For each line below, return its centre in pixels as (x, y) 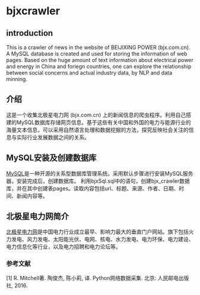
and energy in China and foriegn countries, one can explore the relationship (99, 66)
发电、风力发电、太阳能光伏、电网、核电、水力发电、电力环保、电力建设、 (102, 239)
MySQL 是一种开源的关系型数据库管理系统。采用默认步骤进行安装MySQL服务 (100, 173)
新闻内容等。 (32, 196)
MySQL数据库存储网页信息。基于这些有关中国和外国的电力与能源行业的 (104, 122)
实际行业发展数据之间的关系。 (53, 137)
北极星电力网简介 (37, 216)
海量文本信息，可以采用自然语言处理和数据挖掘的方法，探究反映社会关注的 (97, 130)
